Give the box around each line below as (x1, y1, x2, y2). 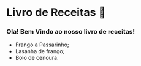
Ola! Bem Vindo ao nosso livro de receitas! (6, 28, 135, 36)
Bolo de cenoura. (15, 54, 59, 62)
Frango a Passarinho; (15, 41, 69, 48)
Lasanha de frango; (15, 48, 65, 55)
